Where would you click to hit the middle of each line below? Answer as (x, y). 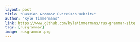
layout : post (18, 9)
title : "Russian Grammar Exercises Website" (51, 14)
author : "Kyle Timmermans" (32, 18)
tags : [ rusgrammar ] (25, 28)
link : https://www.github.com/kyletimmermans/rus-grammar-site (70, 23)
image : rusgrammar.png (28, 32)
